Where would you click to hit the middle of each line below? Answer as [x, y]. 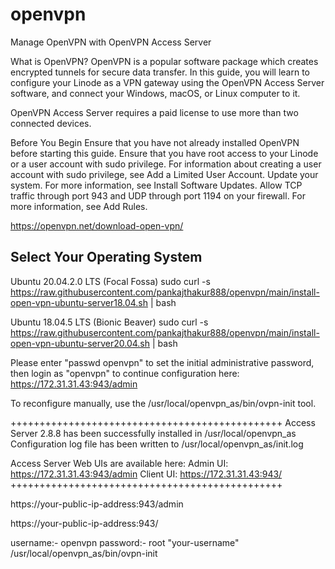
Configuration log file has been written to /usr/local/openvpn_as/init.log [157, 444]
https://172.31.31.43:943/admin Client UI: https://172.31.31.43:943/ [146, 474]
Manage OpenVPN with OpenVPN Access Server [111, 42]
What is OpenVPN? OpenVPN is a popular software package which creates [164, 61]
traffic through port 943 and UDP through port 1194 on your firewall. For [158, 195]
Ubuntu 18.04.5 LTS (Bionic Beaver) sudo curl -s [109, 322]
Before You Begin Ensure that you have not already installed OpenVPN [155, 142]
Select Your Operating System [106, 257]
